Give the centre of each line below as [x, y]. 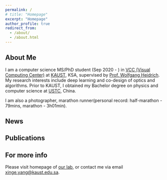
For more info [26, 155]
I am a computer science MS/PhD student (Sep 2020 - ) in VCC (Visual [78, 70]
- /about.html [24, 38]
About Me [21, 58]
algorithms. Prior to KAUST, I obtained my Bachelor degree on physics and [82, 86]
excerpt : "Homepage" [27, 19]
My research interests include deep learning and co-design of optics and [80, 80]
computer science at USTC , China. [41, 90]
